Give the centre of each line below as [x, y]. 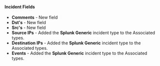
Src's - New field [29, 28]
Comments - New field [35, 17]
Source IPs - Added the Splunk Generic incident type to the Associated [83, 33]
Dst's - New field [29, 23]
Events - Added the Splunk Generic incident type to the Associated [79, 53]
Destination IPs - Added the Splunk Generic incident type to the [76, 43]
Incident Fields [20, 7]
